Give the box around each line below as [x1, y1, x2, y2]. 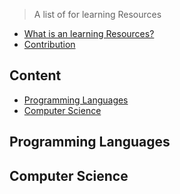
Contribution [23, 39, 76, 50]
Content [9, 67, 62, 84]
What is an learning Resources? [23, 28, 155, 39]
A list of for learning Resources [33, 9, 162, 20]
